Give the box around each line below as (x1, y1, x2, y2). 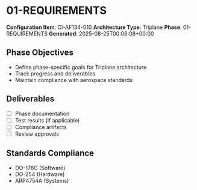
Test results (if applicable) (14, 116, 80, 124)
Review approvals (14, 130, 59, 138)
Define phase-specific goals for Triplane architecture (14, 63, 147, 71)
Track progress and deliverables (14, 70, 95, 77)
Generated (49, 30, 77, 37)
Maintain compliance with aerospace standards (14, 76, 133, 83)
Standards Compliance (6, 148, 95, 159)
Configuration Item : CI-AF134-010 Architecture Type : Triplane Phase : (6, 24, 182, 31)
